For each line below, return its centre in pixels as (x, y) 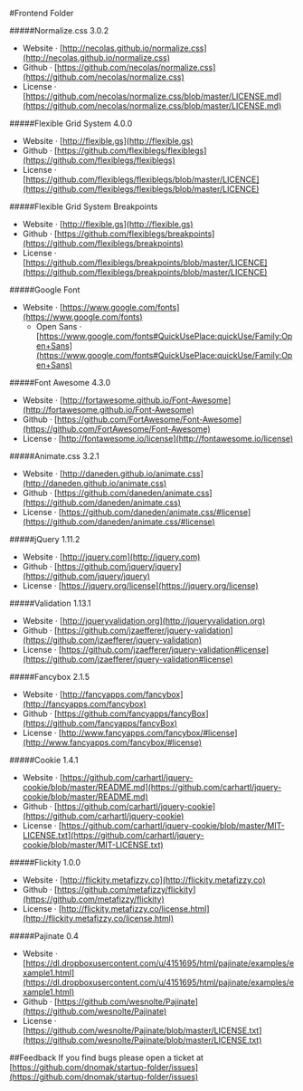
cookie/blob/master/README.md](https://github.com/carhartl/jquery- (152, 787)
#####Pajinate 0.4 (44, 936)
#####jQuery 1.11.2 (45, 539)
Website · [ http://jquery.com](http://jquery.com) (111, 557)
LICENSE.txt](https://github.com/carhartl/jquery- (114, 835)
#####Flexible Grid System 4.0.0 (71, 123)
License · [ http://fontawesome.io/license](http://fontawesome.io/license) (158, 439)
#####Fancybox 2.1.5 (50, 677)
